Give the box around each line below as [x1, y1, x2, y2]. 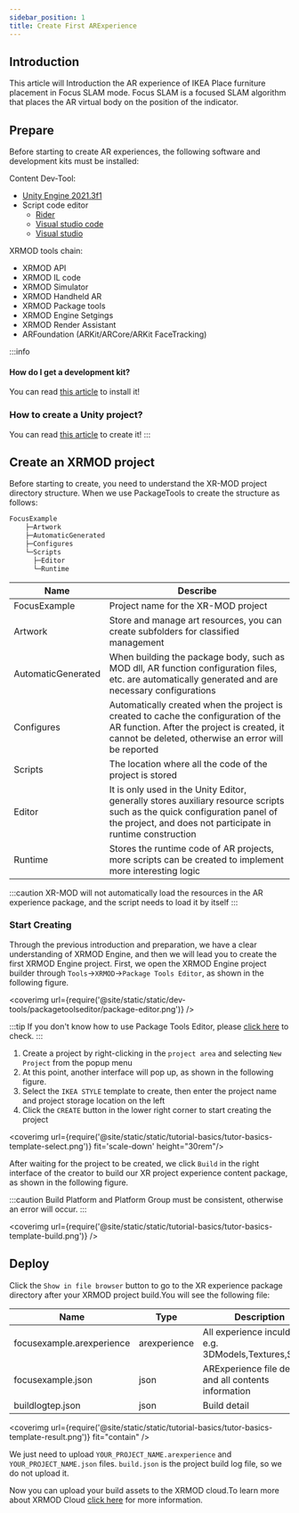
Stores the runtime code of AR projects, [109, 842, 274, 855]
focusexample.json [13, 1373, 93, 1386]
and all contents [202, 1373, 270, 1386]
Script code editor [21, 200, 89, 210]
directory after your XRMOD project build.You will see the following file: [9, 1289, 271, 1300]
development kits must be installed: [9, 156, 140, 167]
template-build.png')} [9, 1231, 88, 1241]
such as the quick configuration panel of [109, 806, 279, 818]
